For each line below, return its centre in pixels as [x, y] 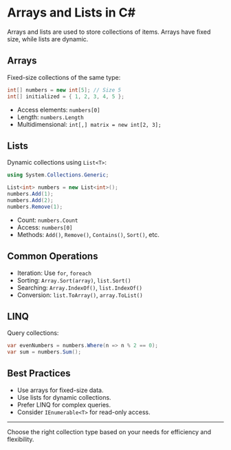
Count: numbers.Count [47, 220]
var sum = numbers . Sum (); [44, 352]
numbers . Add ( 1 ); [30, 194]
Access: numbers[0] [45, 227]
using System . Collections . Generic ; [58, 175]
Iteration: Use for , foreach [54, 273]
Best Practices [39, 374]
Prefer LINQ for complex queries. [64, 405]
